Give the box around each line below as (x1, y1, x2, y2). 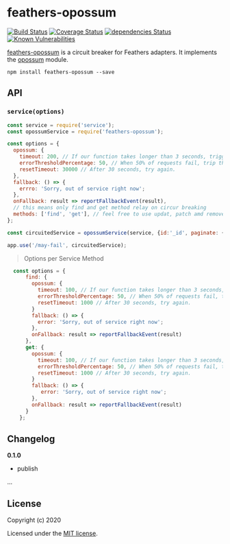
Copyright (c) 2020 (7, 516, 62, 524)
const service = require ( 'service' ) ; (7, 121, 115, 128)
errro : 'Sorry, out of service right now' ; (19, 185, 146, 192)
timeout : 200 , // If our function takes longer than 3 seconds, (19, 153, 207, 161)
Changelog (7, 433, 55, 445)
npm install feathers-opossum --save (7, 69, 115, 75)
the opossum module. (7, 55, 68, 63)
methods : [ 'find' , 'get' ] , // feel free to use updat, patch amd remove (13, 211, 225, 217)
